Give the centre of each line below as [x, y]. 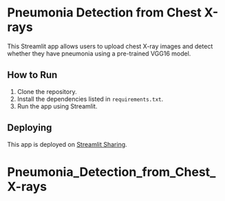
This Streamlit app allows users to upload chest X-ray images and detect [110, 46]
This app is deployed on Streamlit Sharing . [67, 144]
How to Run [32, 75]
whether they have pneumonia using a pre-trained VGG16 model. [99, 54]
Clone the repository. [47, 91]
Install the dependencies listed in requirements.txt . [90, 99]
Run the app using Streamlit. [57, 106]
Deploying [30, 128]
